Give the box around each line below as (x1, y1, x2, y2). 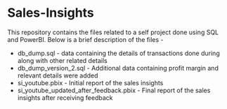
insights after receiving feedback (17, 93, 113, 102)
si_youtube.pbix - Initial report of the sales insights (17, 78, 164, 87)
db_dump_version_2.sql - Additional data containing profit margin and (17, 64, 219, 72)
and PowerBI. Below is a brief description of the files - (7, 35, 164, 43)
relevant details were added (17, 71, 98, 80)
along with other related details (17, 56, 108, 64)
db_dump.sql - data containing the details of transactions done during (17, 49, 220, 57)
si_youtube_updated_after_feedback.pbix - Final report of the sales (17, 86, 211, 94)
